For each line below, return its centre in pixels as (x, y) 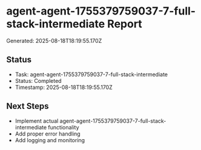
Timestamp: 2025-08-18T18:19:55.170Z (64, 87)
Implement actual (37, 121)
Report (124, 24)
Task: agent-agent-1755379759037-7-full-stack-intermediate (91, 74)
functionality (64, 127)
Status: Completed (38, 80)
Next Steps (28, 106)
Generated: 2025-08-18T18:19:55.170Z (54, 41)
